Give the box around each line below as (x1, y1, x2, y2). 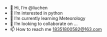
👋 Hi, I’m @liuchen (9, 5, 48, 10)
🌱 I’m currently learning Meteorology (9, 15, 86, 21)
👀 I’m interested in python (9, 10, 63, 16)
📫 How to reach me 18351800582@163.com (9, 26, 102, 32)
